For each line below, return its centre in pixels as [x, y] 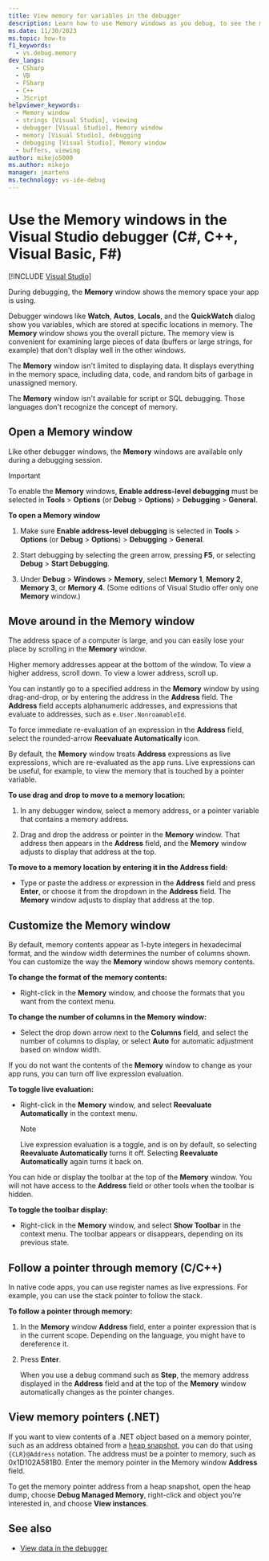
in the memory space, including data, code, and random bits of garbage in [131, 374]
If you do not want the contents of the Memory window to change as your [130, 1065]
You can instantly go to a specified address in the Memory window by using [134, 689]
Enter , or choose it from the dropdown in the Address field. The [125, 892]
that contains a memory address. [74, 819]
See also [30, 1528]
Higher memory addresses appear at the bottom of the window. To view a [130, 664]
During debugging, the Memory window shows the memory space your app [134, 292]
